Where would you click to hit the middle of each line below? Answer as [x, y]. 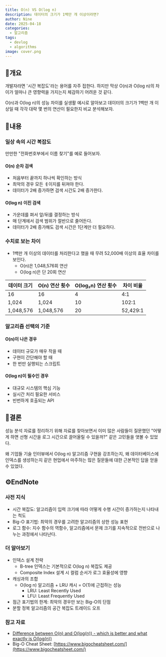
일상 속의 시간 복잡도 [28, 142]
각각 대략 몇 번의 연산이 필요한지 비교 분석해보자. [67, 109]
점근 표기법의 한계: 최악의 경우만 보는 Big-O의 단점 [62, 602]
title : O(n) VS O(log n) [31, 10]
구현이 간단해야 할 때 [32, 357]
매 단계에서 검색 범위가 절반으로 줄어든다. [52, 221]
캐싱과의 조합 [25, 579]
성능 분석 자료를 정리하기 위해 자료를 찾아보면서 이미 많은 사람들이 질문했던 [78, 431]
